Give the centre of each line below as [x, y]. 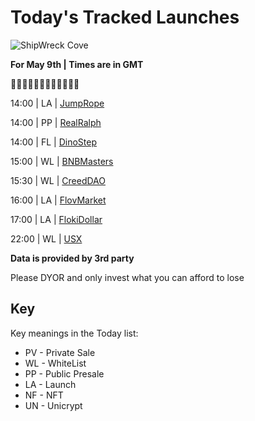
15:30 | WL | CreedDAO [58, 180]
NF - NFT [44, 395]
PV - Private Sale [60, 352]
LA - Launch [50, 384]
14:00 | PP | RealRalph [56, 122]
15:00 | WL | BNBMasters [62, 161]
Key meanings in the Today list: [74, 333]
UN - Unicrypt [53, 405]
